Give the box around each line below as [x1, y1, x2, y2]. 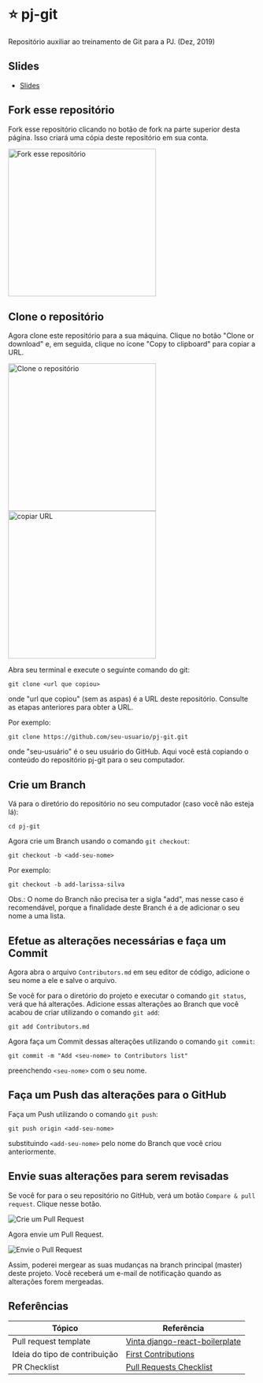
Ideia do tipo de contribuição [12, 1349, 118, 1360]
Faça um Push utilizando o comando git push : [8, 1109, 159, 1118]
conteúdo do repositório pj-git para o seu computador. [8, 755, 185, 765]
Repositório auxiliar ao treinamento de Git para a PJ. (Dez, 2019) [8, 36, 215, 46]
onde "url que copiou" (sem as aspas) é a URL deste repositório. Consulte [8, 694, 249, 704]
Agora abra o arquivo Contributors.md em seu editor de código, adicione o [8, 967, 250, 977]
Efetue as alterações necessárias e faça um [8, 934, 227, 947]
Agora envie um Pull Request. [8, 1229, 104, 1239]
